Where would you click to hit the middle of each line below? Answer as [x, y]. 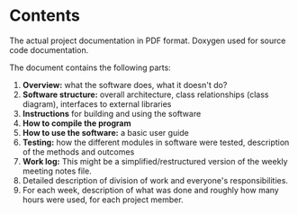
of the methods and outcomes [78, 152]
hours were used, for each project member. [103, 200]
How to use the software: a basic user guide [105, 132]
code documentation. [49, 49]
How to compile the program [77, 123]
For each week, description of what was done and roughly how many [150, 190]
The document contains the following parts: [90, 67]
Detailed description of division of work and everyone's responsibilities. [155, 180]
